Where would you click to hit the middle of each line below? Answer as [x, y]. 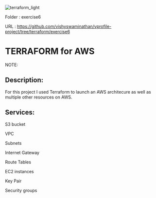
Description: [24, 80]
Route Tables [18, 162]
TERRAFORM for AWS [50, 51]
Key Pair [13, 181]
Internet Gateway [22, 152]
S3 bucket [15, 124]
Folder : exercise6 [23, 17]
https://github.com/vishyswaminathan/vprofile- [64, 26]
